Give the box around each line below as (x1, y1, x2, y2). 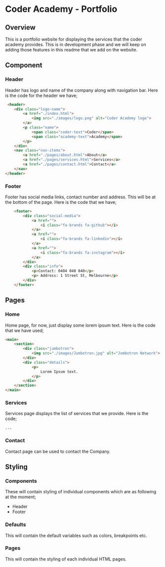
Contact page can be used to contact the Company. (5, 448, 111, 454)
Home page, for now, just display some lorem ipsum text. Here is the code (5, 322, 156, 328)
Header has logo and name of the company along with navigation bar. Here (5, 87, 158, 93)
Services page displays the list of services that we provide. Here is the (5, 411, 149, 417)
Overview (5, 23, 36, 32)
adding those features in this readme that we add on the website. (5, 47, 137, 52)
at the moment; (5, 494, 36, 500)
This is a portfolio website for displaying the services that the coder (5, 36, 142, 42)
